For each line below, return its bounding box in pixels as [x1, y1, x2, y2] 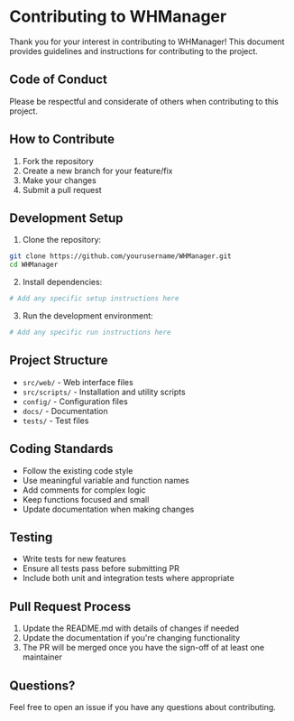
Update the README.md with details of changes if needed [22, 623, 240, 633]
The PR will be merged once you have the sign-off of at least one [22, 642, 265, 653]
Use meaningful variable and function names [22, 475, 189, 485]
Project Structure [9, 353, 108, 368]
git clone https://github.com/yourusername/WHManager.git [9, 252, 232, 261]
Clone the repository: [22, 235, 102, 245]
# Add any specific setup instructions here [9, 294, 179, 303]
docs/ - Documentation [22, 405, 108, 416]
